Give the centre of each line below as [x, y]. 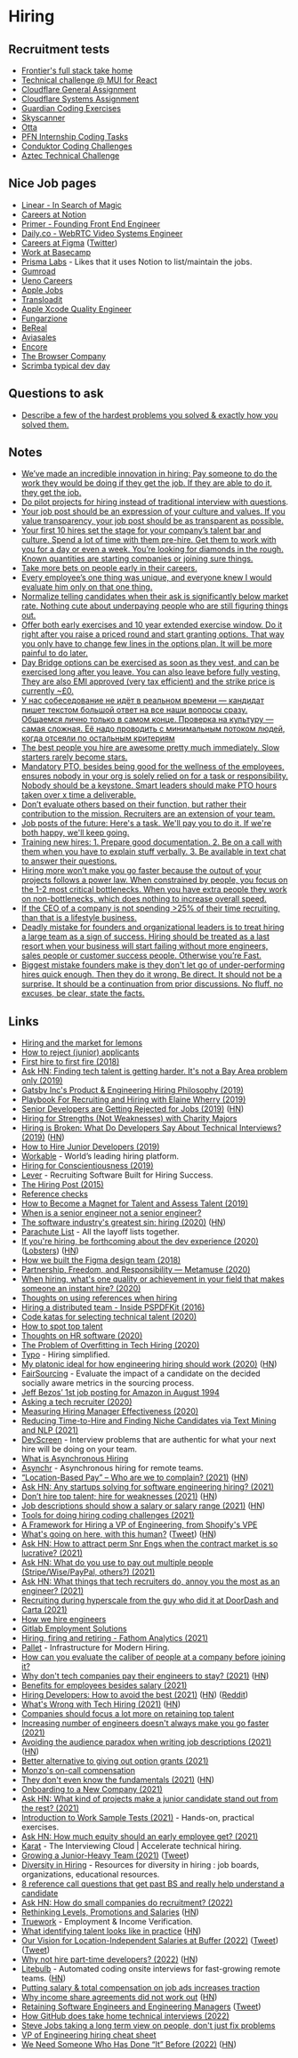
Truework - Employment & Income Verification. [107, 1922]
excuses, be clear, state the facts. [83, 993]
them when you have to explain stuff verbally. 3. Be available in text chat [153, 852]
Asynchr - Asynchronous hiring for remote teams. [112, 1468]
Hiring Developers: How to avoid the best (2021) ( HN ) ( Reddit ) [135, 1695]
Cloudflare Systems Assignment [80, 99]
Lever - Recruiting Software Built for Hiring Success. [117, 1175]
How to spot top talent [62, 1326]
